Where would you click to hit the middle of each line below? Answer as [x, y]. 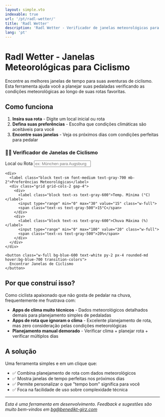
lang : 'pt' [16, 32]
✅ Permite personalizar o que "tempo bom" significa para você [76, 384]
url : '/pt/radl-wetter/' [30, 19]
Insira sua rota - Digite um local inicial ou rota [58, 119]
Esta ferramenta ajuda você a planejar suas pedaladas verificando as [75, 86]
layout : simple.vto [25, 10]
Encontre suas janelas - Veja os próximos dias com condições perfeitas [85, 134]
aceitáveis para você [33, 129]
